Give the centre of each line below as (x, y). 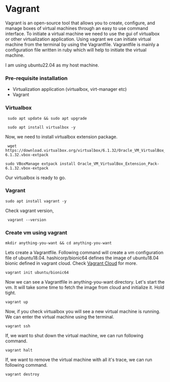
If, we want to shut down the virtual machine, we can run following (74, 336)
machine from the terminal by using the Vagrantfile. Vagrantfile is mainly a (82, 44)
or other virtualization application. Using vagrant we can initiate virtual (78, 39)
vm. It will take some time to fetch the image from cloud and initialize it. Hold (85, 288)
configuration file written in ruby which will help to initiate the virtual (76, 50)
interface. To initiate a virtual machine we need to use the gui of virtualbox (82, 33)
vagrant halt (19, 351)
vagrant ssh (18, 326)
